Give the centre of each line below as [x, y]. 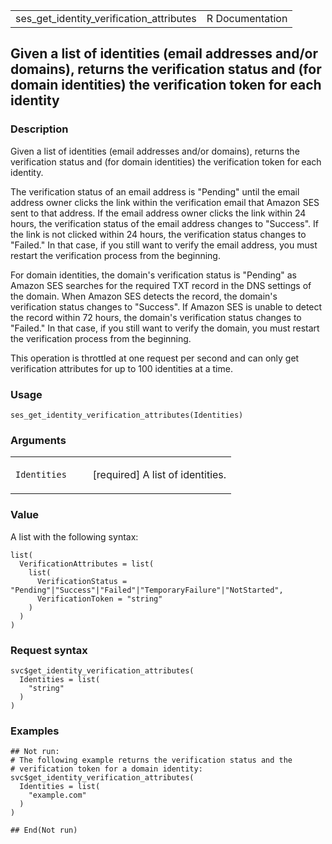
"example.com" [57, 795]
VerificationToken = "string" [99, 599]
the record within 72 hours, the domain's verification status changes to [156, 317]
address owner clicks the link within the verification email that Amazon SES [165, 202]
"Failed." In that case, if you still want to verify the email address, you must [164, 245]
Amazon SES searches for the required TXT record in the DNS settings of [161, 285]
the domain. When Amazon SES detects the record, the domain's [144, 296]
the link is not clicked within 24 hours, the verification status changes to [158, 234]
